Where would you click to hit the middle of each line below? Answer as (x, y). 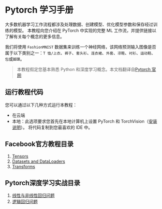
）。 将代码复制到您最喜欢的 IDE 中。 (57, 127)
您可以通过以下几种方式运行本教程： (41, 104)
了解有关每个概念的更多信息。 (35, 36)
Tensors (20, 156)
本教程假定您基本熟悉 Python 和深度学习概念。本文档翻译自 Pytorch (84, 69)
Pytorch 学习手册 (39, 10)
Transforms (23, 166)
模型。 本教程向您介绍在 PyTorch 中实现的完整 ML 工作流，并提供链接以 (85, 30)
